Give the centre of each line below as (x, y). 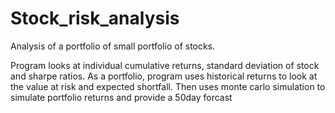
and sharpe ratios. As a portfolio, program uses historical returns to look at (164, 76)
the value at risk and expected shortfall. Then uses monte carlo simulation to (168, 86)
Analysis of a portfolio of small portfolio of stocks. (113, 46)
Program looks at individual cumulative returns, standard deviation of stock (165, 65)
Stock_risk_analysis (95, 18)
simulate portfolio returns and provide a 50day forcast (121, 97)
